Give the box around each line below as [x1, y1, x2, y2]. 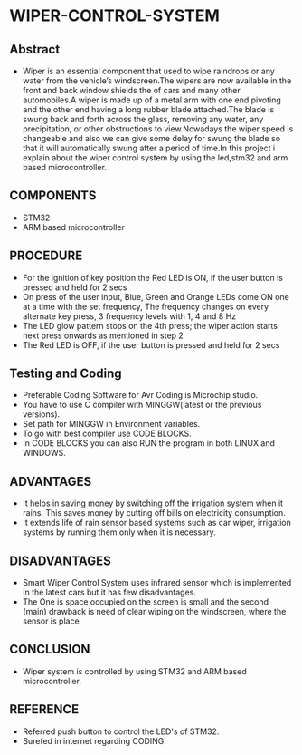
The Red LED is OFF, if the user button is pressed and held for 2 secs [22, 339, 280, 350]
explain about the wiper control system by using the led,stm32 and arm [22, 152, 288, 163]
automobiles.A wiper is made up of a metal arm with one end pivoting [22, 94, 282, 105]
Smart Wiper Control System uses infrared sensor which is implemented [22, 577, 292, 588]
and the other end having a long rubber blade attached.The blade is [22, 104, 275, 114]
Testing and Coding [9, 366, 122, 382]
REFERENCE [9, 702, 80, 717]
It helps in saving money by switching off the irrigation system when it [22, 498, 283, 508]
